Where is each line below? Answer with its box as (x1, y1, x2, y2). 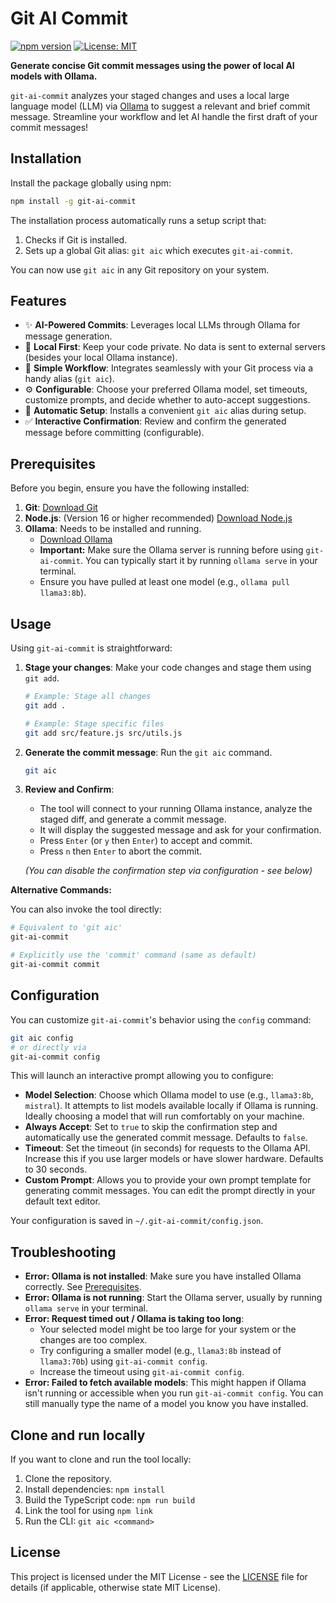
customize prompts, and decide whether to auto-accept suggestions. (24, 394, 311, 406)
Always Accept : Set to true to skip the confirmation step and (24, 1121, 278, 1133)
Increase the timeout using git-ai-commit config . (39, 1366, 245, 1378)
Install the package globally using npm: (10, 177, 172, 189)
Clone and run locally (10, 1427, 146, 1444)
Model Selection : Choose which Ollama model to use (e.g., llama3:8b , (24, 1089, 314, 1101)
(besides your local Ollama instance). (24, 352, 178, 364)
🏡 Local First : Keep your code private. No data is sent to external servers (24, 341, 326, 353)
